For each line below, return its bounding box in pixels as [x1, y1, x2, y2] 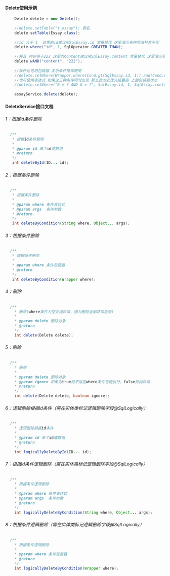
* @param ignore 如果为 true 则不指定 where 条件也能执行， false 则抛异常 [14, 379, 150, 384]
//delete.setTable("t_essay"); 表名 [14, 25, 90, 30]
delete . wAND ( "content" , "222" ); [14, 59, 82, 64]
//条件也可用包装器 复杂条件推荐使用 [14, 68, 82, 73]
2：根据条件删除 [5, 172, 39, 178]
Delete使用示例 [5, 5, 37, 11]
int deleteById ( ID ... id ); [12, 160, 69, 165]
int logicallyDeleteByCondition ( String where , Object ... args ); [14, 510, 153, 515]
